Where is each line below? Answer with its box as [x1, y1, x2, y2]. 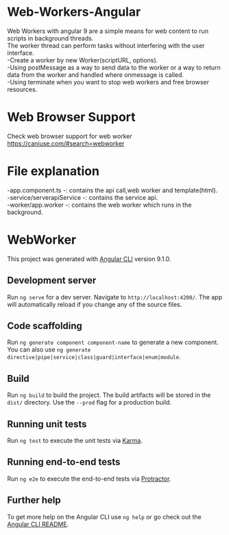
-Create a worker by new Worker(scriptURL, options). [7, 56, 158, 64]
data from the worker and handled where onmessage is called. [7, 70, 184, 79]
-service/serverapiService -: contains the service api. [7, 193, 158, 201]
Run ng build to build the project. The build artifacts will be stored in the [7, 391, 211, 399]
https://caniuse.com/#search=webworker [7, 139, 125, 148]
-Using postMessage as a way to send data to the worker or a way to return [7, 63, 221, 71]
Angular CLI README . [7, 520, 69, 528]
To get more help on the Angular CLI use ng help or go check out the [7, 512, 202, 521]
